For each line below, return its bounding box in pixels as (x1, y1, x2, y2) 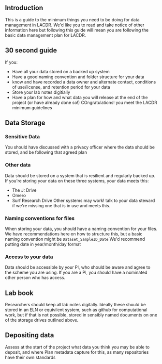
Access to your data (5, 253, 53, 260)
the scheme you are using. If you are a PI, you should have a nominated (5, 269, 147, 276)
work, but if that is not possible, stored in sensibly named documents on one (5, 312, 158, 318)
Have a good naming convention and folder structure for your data (12, 74, 145, 80)
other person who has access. (5, 275, 65, 281)
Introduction (5, 4, 44, 12)
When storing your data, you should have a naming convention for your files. (5, 226, 158, 232)
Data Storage (5, 119, 45, 127)
